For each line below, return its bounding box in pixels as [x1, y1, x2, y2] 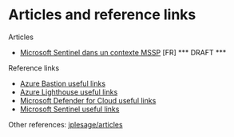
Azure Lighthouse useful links [19, 87, 118, 97]
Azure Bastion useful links [19, 79, 106, 88]
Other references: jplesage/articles [8, 119, 123, 129]
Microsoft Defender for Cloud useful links [19, 95, 157, 105]
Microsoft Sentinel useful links [19, 104, 120, 114]
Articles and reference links [8, 6, 196, 24]
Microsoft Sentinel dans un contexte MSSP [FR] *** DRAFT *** [19, 47, 227, 57]
